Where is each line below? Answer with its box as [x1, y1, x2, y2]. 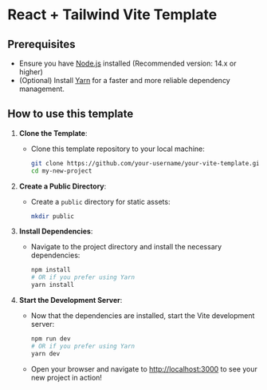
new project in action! [30, 372, 103, 382]
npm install [30, 266, 71, 274]
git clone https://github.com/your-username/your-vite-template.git [30, 159, 264, 167]
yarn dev [30, 349, 61, 357]
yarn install [30, 281, 75, 289]
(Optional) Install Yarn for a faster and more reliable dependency [18, 76, 230, 85]
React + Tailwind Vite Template [7, 6, 218, 24]
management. [18, 84, 65, 94]
